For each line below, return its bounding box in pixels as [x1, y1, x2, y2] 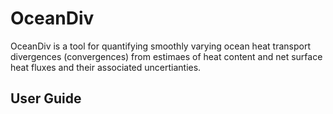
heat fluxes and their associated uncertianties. [10, 61, 202, 73]
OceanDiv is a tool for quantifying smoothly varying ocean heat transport [10, 40, 311, 52]
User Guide [10, 90, 82, 107]
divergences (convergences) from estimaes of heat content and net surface [10, 50, 323, 62]
